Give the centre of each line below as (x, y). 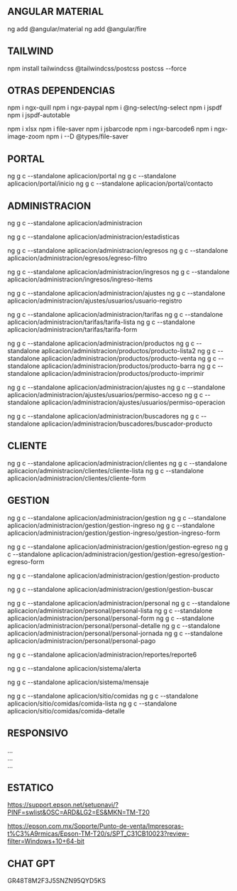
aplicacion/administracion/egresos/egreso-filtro (77, 258)
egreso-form (26, 561)
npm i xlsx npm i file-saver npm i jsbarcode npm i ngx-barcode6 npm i (110, 129)
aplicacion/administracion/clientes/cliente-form (77, 478)
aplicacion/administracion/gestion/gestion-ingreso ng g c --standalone (111, 525)
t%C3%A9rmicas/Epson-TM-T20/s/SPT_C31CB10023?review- (98, 833)
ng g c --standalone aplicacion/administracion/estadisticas (93, 237)
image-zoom (26, 136)
